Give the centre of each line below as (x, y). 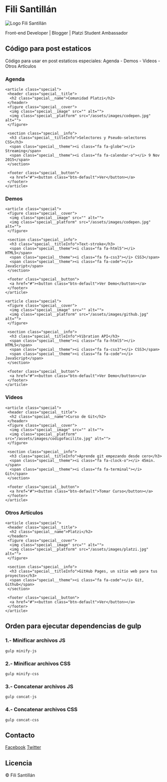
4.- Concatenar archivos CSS (41, 710)
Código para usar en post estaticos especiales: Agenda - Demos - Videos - (83, 61)
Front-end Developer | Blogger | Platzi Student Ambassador (66, 33)
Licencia (19, 763)
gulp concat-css (22, 720)
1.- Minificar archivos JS (35, 640)
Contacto (20, 735)
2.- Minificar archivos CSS (38, 664)
